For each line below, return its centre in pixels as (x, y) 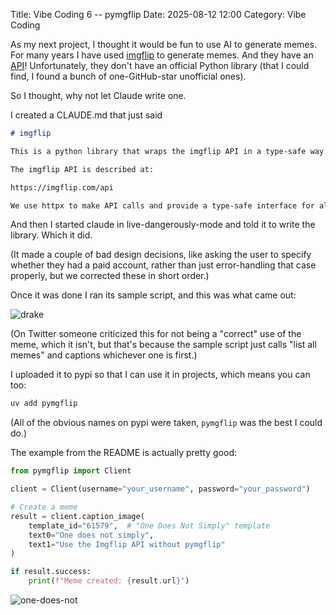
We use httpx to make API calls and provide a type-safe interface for (162, 205)
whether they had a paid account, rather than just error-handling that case (163, 265)
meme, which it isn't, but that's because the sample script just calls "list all (163, 345)
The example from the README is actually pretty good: (123, 453)
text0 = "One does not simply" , (91, 535)
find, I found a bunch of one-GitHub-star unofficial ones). (128, 76)
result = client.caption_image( (77, 516)
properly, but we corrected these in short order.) (110, 276)
